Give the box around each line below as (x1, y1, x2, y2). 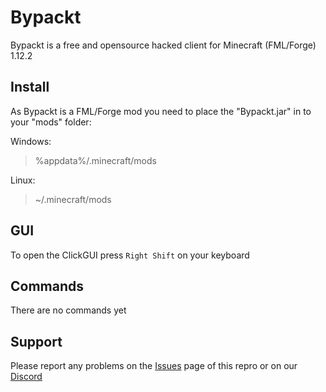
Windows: (10, 135, 52, 147)
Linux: (10, 174, 36, 186)
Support (10, 333, 63, 350)
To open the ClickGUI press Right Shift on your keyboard (10, 249, 250, 261)
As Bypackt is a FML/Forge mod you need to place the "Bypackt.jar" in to (10, 105, 312, 117)
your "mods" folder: (10, 116, 92, 128)
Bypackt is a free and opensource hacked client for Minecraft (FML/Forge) (10, 39, 317, 51)
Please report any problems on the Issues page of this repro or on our (10, 360, 298, 372)
